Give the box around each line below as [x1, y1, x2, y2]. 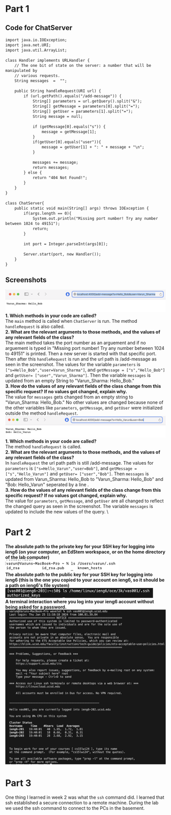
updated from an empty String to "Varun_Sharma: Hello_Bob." [5, 377, 135, 384]
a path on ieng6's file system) [5, 582, 70, 589]
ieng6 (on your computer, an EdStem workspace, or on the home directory [5, 549, 165, 555]
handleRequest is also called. [5, 323, 65, 329]
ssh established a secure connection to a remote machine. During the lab [5, 799, 159, 806]
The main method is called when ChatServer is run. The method [5, 318, 137, 324]
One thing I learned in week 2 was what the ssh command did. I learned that [5, 794, 164, 800]
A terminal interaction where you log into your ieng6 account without [5, 599, 154, 605]
